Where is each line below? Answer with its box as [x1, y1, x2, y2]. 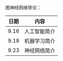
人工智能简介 [24, 28, 55, 35]
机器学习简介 [24, 37, 55, 45]
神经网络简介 [24, 47, 55, 54]
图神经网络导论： [5, 5, 41, 10]
